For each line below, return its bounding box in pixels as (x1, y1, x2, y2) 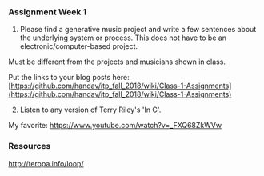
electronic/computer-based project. (19, 42, 138, 51)
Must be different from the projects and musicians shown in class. (8, 57, 226, 66)
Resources (8, 141, 51, 152)
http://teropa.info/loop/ (8, 158, 84, 168)
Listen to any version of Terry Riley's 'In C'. (19, 105, 162, 114)
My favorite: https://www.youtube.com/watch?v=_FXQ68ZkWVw (8, 121, 222, 130)
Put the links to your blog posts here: (8, 73, 130, 82)
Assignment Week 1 (8, 6, 87, 18)
